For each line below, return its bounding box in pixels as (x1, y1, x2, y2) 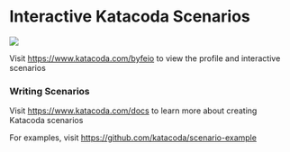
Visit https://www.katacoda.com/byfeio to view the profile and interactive (9, 52, 281, 64)
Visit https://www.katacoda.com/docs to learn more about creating (9, 105, 258, 116)
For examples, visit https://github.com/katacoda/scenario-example (9, 132, 257, 143)
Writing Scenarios (9, 85, 90, 97)
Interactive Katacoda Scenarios (9, 6, 250, 27)
